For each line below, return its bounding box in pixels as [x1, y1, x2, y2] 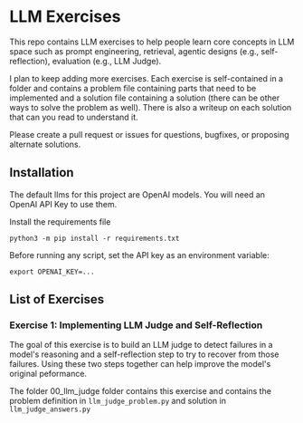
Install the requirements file [9, 216, 111, 227]
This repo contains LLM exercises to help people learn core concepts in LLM [9, 36, 295, 47]
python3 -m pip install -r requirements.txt [9, 234, 180, 243]
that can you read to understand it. [9, 111, 138, 122]
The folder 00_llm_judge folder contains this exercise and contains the [9, 386, 271, 397]
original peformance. [9, 369, 88, 380]
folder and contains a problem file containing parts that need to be [9, 82, 257, 93]
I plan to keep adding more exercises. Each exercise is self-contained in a [9, 72, 283, 83]
